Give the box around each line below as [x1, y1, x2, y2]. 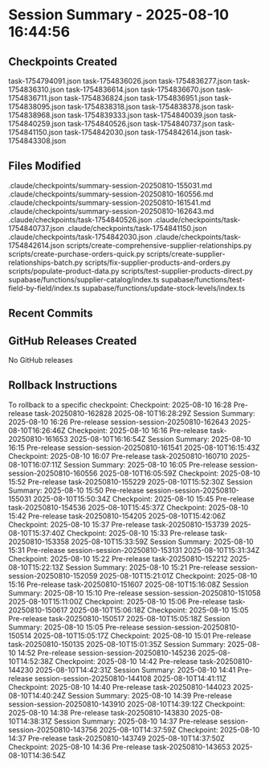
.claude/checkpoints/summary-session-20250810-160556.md [8, 189, 214, 199]
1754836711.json [8, 93, 63, 102]
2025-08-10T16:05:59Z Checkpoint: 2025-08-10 [99, 468, 261, 478]
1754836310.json [8, 85, 65, 94]
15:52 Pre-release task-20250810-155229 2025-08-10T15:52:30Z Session [8, 476, 253, 486]
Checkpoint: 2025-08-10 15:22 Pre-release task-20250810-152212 [8, 554, 229, 563]
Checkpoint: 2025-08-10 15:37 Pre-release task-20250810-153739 [8, 519, 230, 529]
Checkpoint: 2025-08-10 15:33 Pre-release [67, 528, 210, 538]
